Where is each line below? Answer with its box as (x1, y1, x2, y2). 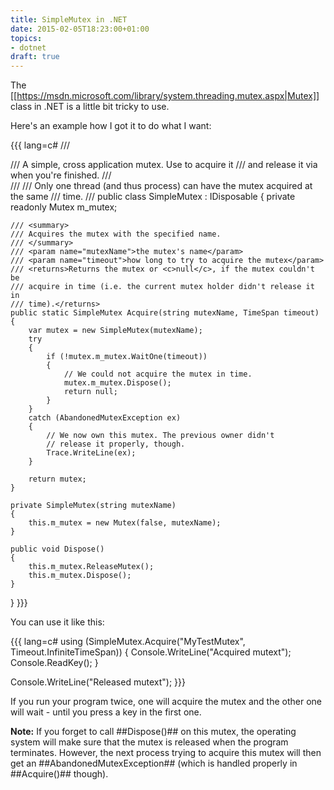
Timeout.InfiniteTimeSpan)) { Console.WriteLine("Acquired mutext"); (10, 646, 292, 658)
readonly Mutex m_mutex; (10, 201, 118, 213)
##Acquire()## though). (10, 768, 109, 780)
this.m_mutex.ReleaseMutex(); (28, 562, 155, 572)
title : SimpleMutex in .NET (10, 14, 128, 25)
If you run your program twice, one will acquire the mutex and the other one (10, 696, 322, 708)
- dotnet (10, 42, 47, 53)
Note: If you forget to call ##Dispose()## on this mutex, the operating (10, 726, 297, 738)
